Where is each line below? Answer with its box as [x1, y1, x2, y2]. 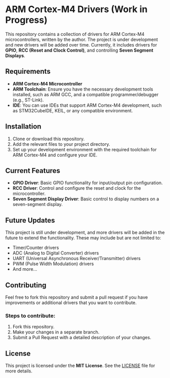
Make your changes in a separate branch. [12, 329, 100, 335]
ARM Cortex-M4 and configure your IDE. [12, 152, 98, 158]
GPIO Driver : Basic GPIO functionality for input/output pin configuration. [12, 180, 163, 186]
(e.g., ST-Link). [12, 97, 44, 103]
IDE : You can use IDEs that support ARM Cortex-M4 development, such [12, 102, 162, 108]
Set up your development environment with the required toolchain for [12, 146, 157, 152]
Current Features [5, 166, 61, 175]
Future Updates [5, 216, 55, 225]
